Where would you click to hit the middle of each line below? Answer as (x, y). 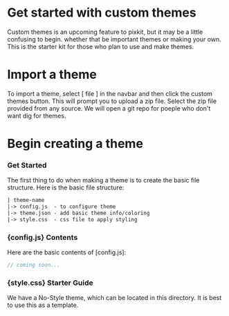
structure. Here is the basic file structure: (66, 187)
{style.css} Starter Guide (50, 283)
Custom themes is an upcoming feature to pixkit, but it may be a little (105, 32)
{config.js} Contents (43, 237)
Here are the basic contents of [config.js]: (67, 252)
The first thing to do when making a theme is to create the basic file (103, 180)
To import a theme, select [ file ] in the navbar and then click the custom (110, 93)
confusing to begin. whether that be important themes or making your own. (114, 39)
